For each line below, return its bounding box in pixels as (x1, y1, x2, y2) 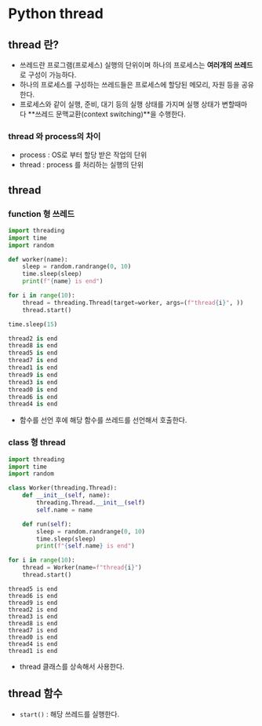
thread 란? (8, 38, 60, 51)
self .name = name (36, 506, 93, 514)
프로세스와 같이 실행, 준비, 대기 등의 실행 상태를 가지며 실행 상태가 (19, 100, 220, 108)
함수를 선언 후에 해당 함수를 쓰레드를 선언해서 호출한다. (19, 416, 187, 425)
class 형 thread (8, 437, 66, 448)
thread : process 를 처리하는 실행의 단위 (19, 160, 144, 170)
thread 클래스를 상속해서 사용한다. (19, 662, 125, 671)
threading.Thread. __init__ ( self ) (36, 499, 146, 507)
